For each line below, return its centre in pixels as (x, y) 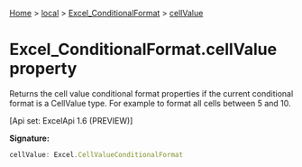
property (43, 69)
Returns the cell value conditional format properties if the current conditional (151, 93)
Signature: (29, 138)
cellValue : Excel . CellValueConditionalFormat (96, 154)
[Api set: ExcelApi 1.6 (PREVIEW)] (71, 120)
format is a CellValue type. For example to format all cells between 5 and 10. (150, 103)
